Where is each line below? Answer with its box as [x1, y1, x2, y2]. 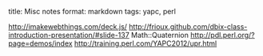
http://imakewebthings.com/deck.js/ [8, 22, 128, 31]
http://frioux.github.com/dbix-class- [129, 22, 248, 31]
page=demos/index [8, 39, 74, 48]
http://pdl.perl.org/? [190, 31, 256, 39]
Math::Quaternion [130, 31, 189, 39]
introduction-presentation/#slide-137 [8, 31, 130, 39]
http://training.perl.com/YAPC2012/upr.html [74, 39, 217, 48]
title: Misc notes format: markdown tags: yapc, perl [8, 7, 177, 16]
